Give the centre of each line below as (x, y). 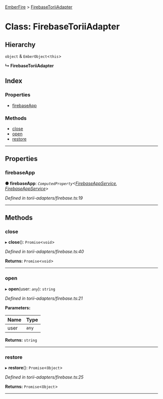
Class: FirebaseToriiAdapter (62, 27)
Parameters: (18, 308)
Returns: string (21, 340)
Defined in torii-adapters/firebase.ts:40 (44, 252)
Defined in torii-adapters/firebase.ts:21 (44, 298)
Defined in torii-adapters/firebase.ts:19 (44, 198)
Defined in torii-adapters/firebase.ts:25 (44, 377)
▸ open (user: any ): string (30, 289)
